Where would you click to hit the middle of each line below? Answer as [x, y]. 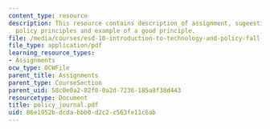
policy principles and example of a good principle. [106, 30]
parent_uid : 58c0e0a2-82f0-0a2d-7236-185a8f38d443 [95, 90]
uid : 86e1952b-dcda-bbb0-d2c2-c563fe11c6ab [82, 113]
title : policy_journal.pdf [53, 105]
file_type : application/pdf [55, 46]
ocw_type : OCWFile [39, 68]
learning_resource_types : [51, 53]
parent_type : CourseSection [55, 83]
